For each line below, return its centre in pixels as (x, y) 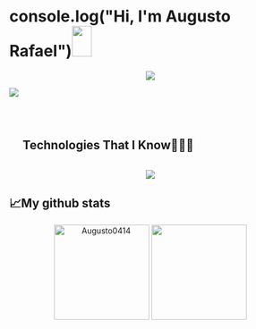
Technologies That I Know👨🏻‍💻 (108, 145)
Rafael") (41, 51)
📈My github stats (60, 203)
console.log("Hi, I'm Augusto (120, 17)
